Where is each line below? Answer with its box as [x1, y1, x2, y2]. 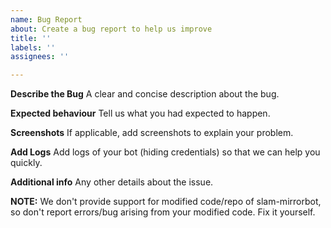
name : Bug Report [10, 14, 83, 25]
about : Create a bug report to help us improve [10, 24, 213, 34]
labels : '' [10, 42, 56, 53]
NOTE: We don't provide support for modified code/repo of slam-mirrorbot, [10, 196, 322, 208]
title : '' [10, 33, 52, 43]
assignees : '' [10, 52, 70, 62]
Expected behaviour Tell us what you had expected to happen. [10, 107, 271, 120]
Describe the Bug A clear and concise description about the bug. [10, 88, 280, 100]
